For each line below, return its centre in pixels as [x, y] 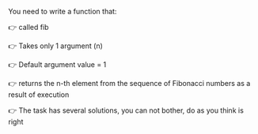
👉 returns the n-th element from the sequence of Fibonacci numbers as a [129, 83]
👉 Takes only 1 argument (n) [55, 46]
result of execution [39, 95]
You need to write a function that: [63, 11]
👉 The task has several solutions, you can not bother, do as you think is [126, 110]
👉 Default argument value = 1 [57, 65]
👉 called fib [28, 27]
